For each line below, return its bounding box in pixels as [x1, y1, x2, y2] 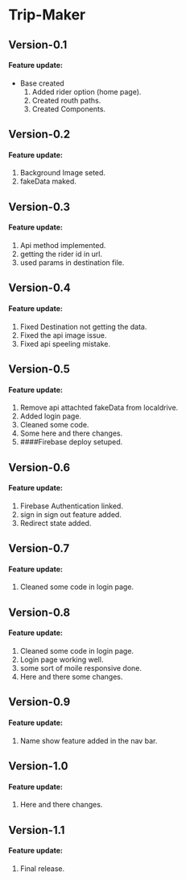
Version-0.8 [8, 605, 71, 619]
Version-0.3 [8, 200, 71, 213]
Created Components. [31, 103, 106, 114]
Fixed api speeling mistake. [19, 339, 111, 348]
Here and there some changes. [19, 672, 123, 681]
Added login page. [19, 411, 82, 421]
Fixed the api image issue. [19, 330, 107, 340]
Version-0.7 [8, 541, 70, 555]
